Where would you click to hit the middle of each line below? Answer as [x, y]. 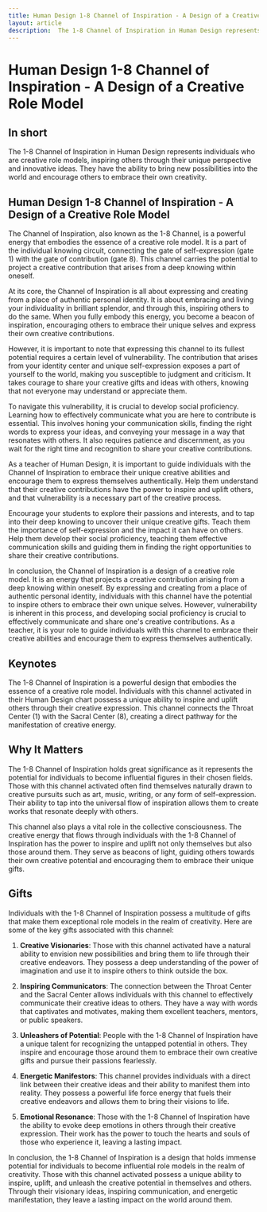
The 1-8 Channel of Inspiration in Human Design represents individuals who [132, 152]
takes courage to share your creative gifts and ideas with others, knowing [128, 383]
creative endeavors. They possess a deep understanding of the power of [139, 962]
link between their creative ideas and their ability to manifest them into [135, 1084]
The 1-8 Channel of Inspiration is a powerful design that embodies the [122, 683]
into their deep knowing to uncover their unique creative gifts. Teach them [130, 522]
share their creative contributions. [64, 556]
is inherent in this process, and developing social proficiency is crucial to [127, 614]
